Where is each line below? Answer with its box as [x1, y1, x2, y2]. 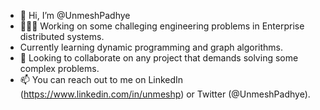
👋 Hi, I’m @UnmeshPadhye [19, 10, 131, 21]
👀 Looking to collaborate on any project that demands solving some [19, 52, 299, 64]
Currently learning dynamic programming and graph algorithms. [19, 41, 283, 53]
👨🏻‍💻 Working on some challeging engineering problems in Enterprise [19, 20, 305, 32]
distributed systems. [19, 31, 105, 42]
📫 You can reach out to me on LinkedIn [19, 74, 184, 85]
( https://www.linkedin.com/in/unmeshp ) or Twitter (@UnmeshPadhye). [19, 88, 311, 100]
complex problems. [19, 63, 100, 74]
